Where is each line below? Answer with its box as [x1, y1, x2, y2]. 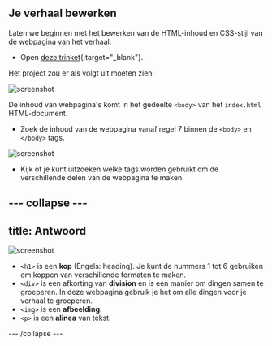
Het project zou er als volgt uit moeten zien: [8, 68, 155, 78]
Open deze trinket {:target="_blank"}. [19, 52, 144, 62]
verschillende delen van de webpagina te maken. [19, 172, 184, 182]
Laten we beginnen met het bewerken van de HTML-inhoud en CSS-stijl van [8, 28, 263, 37]
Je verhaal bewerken [8, 6, 118, 20]
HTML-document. [8, 108, 68, 118]
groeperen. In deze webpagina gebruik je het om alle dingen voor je [19, 288, 247, 297]
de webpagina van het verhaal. [8, 37, 112, 46]
